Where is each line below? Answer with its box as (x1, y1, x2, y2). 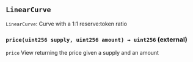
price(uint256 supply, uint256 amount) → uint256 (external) (5, 35, 188, 44)
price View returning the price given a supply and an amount (5, 49, 159, 57)
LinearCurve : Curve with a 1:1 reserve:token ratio (5, 20, 128, 27)
